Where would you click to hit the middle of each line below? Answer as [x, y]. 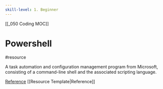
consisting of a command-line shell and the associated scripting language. [81, 72]
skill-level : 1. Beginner [32, 10]
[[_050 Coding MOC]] [27, 24]
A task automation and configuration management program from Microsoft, [81, 66]
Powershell [29, 44]
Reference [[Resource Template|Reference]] [50, 81]
